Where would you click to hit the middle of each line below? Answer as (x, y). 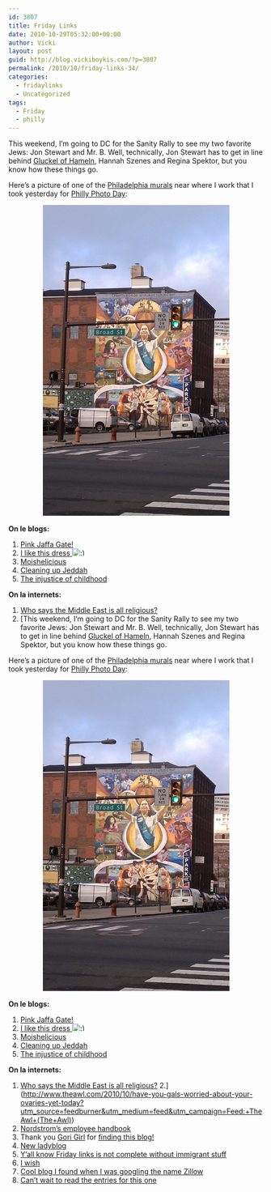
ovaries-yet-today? (52, 1103)
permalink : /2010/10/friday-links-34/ (74, 69)
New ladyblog (43, 1146)
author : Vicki (32, 43)
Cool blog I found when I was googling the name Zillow (112, 1172)
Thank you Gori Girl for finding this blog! (87, 1137)
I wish (30, 1163)
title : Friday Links (43, 26)
